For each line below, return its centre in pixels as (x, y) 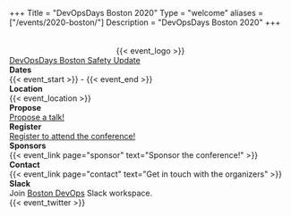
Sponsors (28, 145)
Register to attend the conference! (73, 136)
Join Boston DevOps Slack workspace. (81, 193)
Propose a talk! (37, 117)
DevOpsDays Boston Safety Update (75, 60)
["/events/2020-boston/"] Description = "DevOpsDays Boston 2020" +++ (145, 22)
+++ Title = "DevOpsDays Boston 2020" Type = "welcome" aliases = (137, 13)
